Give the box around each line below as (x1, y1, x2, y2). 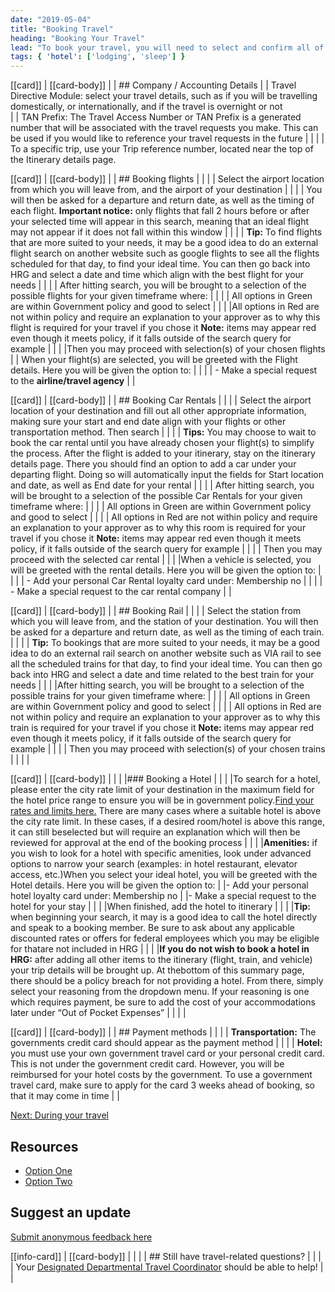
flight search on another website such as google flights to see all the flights (10, 247, 320, 260)
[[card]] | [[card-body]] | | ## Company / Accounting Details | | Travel (10, 79, 297, 91)
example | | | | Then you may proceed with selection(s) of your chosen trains (10, 743, 326, 755)
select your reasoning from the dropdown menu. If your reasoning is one (10, 986, 310, 998)
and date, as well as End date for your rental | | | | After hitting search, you (10, 479, 315, 491)
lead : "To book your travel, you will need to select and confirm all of (10, 42, 325, 53)
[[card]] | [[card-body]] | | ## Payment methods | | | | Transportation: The (10, 1026, 317, 1038)
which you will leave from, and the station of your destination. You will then (10, 616, 319, 628)
